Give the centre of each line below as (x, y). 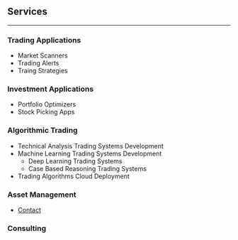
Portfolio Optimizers (47, 104)
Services (28, 12)
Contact (29, 210)
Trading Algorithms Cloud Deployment (73, 176)
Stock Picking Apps (46, 112)
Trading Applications (44, 40)
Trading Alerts (38, 63)
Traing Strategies (43, 71)
